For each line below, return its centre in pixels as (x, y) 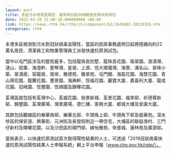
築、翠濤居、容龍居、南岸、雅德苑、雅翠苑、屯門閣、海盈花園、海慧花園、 (83, 74)
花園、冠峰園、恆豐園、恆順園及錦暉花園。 (50, 87)
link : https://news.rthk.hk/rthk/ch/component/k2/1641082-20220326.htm (83, 24)
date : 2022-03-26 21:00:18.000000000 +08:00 (53, 19)
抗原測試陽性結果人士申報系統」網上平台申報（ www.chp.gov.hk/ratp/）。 (85, 145)
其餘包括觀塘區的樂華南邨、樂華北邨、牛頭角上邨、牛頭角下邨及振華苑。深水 (85, 115)
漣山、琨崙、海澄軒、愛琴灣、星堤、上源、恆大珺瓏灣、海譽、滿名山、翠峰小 (85, 68)
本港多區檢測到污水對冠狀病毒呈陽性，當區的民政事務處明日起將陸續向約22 (84, 44)
